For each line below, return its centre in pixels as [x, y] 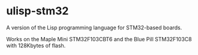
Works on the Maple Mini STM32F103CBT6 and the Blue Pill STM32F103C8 [99, 39]
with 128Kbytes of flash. [36, 45]
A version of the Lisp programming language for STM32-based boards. [94, 27]
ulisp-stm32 [37, 11]
